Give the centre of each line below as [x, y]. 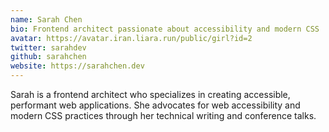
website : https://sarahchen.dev [77, 66]
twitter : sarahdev [48, 47]
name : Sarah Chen [46, 19]
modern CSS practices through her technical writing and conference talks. [163, 115]
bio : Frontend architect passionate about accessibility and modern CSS [165, 29]
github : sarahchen [48, 57]
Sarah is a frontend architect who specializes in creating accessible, [150, 94]
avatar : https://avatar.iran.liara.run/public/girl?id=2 [131, 38]
